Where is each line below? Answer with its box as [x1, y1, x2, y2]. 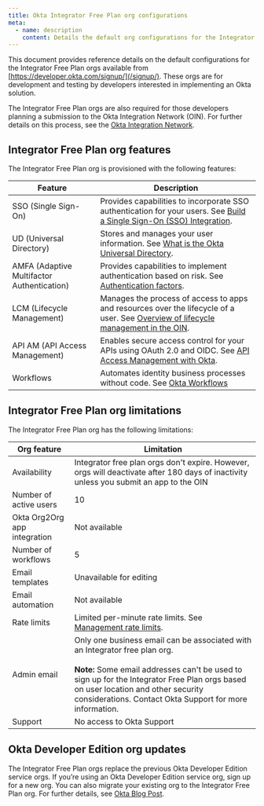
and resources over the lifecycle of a [100, 303, 235, 314]
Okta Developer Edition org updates [8, 743, 186, 757]
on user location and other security [74, 683, 204, 694]
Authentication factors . [100, 280, 185, 291]
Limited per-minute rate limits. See [74, 612, 203, 623]
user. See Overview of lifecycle [100, 313, 215, 324]
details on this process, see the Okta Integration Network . [8, 120, 195, 130]
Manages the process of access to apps [100, 293, 248, 304]
